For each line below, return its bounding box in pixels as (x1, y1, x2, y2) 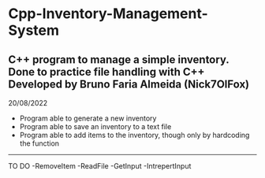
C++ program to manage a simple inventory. (8, 53, 230, 66)
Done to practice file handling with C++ (8, 65, 205, 79)
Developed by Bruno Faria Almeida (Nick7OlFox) (8, 77, 250, 91)
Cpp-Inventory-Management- (8, 5, 209, 23)
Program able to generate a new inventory (19, 113, 157, 123)
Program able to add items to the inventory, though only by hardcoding (19, 131, 250, 139)
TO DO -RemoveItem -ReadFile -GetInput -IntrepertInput (8, 161, 192, 170)
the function (19, 139, 60, 148)
